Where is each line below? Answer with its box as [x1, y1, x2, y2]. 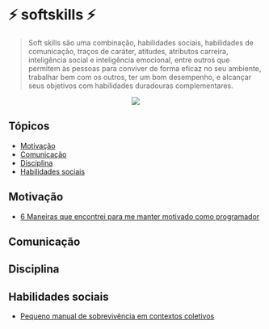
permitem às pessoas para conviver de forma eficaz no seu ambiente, [27, 63, 262, 73]
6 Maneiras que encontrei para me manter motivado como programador [19, 211, 260, 221]
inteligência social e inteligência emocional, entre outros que [27, 55, 230, 65]
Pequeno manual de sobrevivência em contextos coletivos [19, 311, 215, 321]
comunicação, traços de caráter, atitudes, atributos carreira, [27, 46, 229, 56]
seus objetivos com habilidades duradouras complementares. [27, 81, 234, 91]
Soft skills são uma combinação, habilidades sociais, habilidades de [27, 37, 254, 48]
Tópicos [8, 120, 50, 133]
